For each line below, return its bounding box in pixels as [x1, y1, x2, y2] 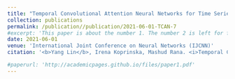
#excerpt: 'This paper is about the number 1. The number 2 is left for [7, 29, 224, 37]
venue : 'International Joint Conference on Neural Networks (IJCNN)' [7, 42, 215, 49]
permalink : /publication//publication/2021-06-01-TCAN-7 [7, 23, 177, 30]
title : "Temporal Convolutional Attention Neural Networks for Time [7, 10, 211, 17]
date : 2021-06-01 [7, 36, 58, 43]
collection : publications [7, 17, 83, 24]
